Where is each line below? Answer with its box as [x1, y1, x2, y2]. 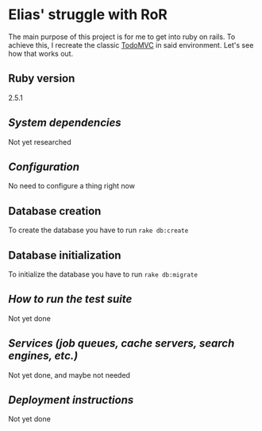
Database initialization [8, 248, 121, 262]
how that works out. [8, 49, 74, 58]
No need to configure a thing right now [8, 181, 135, 191]
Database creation [8, 204, 102, 218]
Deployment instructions [8, 394, 134, 407]
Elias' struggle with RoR [8, 6, 168, 24]
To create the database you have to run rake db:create [8, 225, 189, 235]
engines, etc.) [8, 349, 79, 363]
